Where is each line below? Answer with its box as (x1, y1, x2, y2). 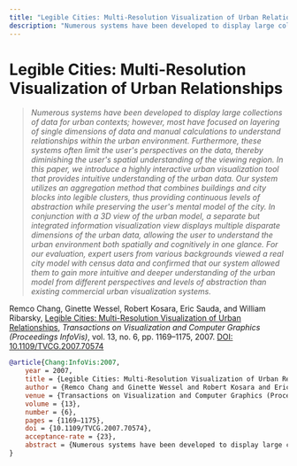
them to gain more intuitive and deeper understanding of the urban (30, 268, 276, 278)
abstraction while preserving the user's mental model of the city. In (30, 201, 276, 213)
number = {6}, (25, 408, 77, 416)
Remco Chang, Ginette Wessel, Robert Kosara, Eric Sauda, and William (9, 303, 267, 315)
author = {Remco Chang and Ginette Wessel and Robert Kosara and (25, 383, 271, 392)
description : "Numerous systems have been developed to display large (9, 21, 275, 30)
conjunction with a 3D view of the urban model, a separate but (30, 211, 261, 221)
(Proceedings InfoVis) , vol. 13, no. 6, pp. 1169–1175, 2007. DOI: (9, 331, 233, 342)
